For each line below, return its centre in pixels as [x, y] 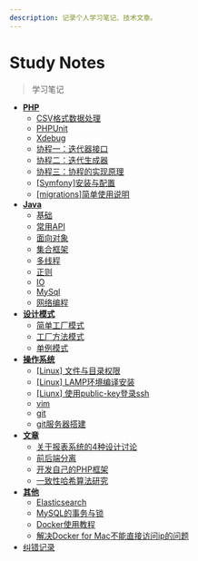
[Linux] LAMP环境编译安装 [85, 381]
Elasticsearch [61, 502]
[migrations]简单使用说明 [83, 194]
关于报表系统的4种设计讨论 [87, 447]
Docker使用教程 [65, 524]
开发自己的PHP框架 [72, 469]
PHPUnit [52, 128]
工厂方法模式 [60, 336]
